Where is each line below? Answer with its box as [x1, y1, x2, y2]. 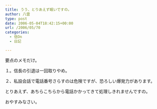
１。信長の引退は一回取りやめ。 [5, 67, 70, 73]
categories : [5, 30, 29, 35]
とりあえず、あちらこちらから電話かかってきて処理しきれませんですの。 [5, 88, 151, 94]
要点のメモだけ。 [5, 57, 40, 63]
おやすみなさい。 [5, 99, 40, 105]
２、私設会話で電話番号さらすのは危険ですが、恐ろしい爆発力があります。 [5, 78, 156, 84]
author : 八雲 [5, 12, 30, 17]
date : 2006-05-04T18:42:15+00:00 [5, 21, 74, 26]
